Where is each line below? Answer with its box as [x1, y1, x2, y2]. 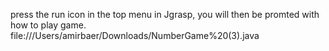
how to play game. [10, 19, 87, 31]
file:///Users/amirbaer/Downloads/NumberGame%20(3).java [10, 30, 260, 41]
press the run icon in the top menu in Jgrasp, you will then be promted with [10, 9, 320, 20]
